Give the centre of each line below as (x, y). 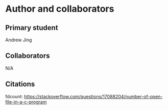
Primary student (32, 28)
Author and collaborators (60, 9)
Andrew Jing (19, 40)
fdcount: (14, 96)
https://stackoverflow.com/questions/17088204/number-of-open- (93, 96)
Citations (20, 84)
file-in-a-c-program (26, 102)
